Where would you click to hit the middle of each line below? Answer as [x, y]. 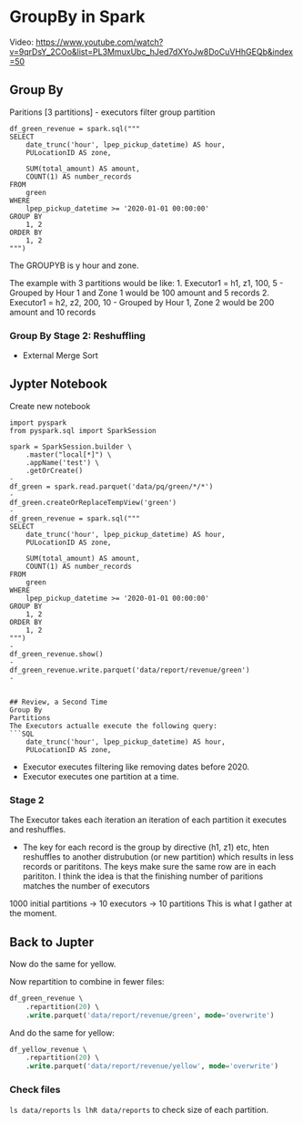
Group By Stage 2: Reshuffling [77, 335]
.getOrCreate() [55, 470]
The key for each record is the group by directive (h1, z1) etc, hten [146, 847]
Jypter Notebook [58, 384]
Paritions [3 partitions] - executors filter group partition [112, 112]
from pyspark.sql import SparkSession [83, 430]
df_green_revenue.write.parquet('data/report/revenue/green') [130, 670]
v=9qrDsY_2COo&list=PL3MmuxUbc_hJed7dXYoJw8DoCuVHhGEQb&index [151, 51]
